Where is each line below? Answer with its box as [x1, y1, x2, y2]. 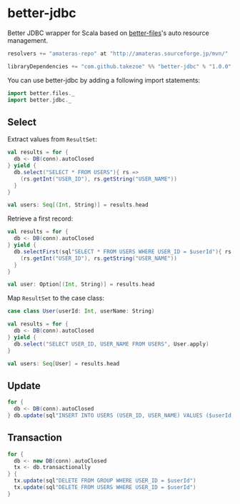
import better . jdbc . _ [7, 96, 72, 104]
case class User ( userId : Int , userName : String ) [7, 308, 155, 315]
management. [7, 36, 49, 44]
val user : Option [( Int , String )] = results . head [7, 281, 155, 288]
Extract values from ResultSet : [7, 135, 98, 143]
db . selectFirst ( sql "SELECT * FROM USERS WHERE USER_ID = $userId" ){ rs [14, 248, 232, 255]
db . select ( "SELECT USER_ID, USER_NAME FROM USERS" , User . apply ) [14, 341, 209, 348]
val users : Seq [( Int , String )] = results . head [7, 201, 149, 208]
